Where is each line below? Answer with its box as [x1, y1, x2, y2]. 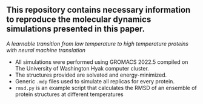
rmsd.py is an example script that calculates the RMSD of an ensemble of [15, 84, 197, 91]
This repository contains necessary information [6, 5, 191, 15]
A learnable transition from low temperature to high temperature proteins [6, 40, 189, 47]
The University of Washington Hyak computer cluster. [15, 64, 150, 72]
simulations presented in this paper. [6, 24, 145, 34]
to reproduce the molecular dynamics [6, 15, 151, 25]
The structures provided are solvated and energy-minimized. [15, 71, 167, 78]
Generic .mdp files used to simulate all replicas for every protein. [15, 77, 175, 85]
